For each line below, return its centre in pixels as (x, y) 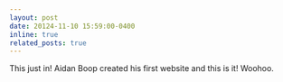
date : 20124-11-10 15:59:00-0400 (72, 26)
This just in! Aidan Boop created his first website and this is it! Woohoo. (141, 68)
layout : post (34, 18)
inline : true (34, 34)
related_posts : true (48, 43)
